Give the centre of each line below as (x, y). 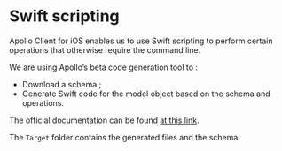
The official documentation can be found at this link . (104, 120)
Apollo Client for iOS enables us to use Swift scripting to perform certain (141, 41)
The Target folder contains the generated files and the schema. (125, 137)
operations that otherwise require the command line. (105, 49)
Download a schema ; (62, 84)
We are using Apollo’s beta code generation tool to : (103, 67)
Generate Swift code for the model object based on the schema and (146, 94)
